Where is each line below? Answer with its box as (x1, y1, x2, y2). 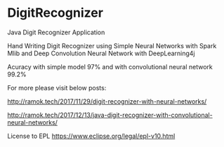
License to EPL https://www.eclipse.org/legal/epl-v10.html (7, 132, 176, 140)
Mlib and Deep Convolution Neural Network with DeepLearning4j (7, 49, 195, 57)
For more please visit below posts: (7, 83, 107, 92)
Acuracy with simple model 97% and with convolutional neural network (7, 62, 213, 71)
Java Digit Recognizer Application (7, 28, 105, 36)
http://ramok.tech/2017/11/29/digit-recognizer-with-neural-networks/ (7, 97, 207, 106)
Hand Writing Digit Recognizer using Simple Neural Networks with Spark (7, 41, 217, 50)
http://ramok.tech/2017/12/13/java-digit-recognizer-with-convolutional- (7, 111, 213, 119)
